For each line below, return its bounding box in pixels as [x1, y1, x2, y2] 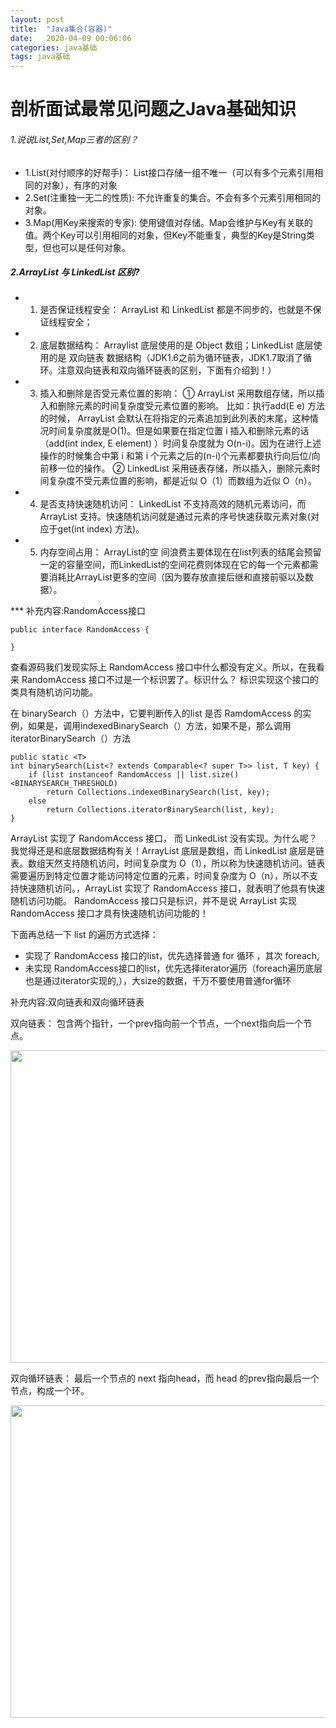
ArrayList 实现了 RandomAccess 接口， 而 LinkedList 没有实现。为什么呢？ [10, 832, 318, 845]
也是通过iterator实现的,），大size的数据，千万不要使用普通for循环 [24, 975, 292, 987]
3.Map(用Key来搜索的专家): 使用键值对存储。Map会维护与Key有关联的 [24, 216, 313, 228]
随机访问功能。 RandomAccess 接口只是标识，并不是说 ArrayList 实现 [10, 895, 297, 907]
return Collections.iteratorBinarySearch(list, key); [46, 805, 275, 815]
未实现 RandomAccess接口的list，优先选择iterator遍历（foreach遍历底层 [24, 962, 323, 975]
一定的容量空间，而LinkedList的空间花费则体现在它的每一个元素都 [39, 559, 310, 571]
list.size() [189, 770, 240, 780]
